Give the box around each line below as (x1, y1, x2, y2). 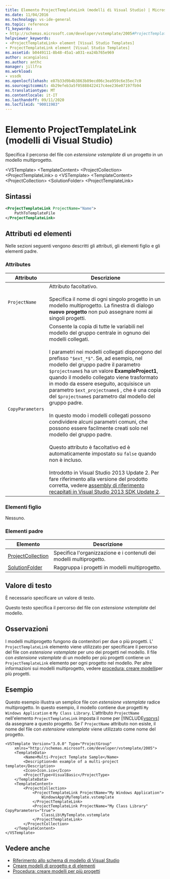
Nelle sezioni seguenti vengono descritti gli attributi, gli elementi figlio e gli (5, 243, 160, 249)
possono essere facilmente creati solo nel (49, 424, 148, 431)
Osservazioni (5, 625, 49, 633)
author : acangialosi (5, 54, 49, 60)
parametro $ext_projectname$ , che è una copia (49, 386, 161, 393)
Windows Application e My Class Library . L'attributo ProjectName (5, 710, 140, 716)
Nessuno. (5, 515, 25, 521)
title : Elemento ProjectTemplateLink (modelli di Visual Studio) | (5, 7, 151, 13)
